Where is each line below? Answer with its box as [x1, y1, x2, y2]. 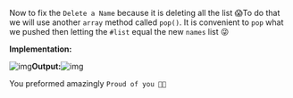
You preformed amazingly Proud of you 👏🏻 [9, 78, 167, 88]
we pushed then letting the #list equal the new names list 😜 [9, 27, 230, 37]
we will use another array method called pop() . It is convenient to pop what [9, 17, 284, 28]
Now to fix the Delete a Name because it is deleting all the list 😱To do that [9, 8, 280, 18]
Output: [31, 61, 62, 71]
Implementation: [9, 44, 72, 54]
